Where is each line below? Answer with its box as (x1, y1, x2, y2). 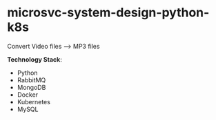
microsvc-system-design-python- (7, 5, 210, 21)
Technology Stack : (7, 55, 62, 63)
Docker (17, 91, 39, 99)
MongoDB (17, 83, 46, 91)
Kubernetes (17, 97, 50, 106)
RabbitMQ (17, 75, 46, 84)
